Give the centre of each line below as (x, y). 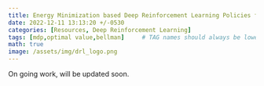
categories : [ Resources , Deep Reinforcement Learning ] (100, 30)
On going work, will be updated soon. (69, 74)
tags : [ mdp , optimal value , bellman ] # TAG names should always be (125, 37)
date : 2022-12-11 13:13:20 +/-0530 (66, 23)
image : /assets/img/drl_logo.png (63, 52)
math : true (26, 45)
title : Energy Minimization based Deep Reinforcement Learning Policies (130, 15)
